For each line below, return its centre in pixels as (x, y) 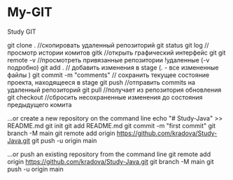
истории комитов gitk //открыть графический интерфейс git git (132, 53)
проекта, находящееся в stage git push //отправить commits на (101, 82)
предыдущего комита (40, 104)
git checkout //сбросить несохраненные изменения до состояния (105, 97)
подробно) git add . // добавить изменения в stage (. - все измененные (113, 67)
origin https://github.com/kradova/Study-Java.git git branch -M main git (111, 161)
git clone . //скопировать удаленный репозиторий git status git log (105, 45)
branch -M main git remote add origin (61, 133)
